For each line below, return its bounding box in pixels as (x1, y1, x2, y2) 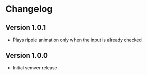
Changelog (5, 3, 53, 15)
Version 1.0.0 (5, 51, 48, 60)
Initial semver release (12, 64, 57, 71)
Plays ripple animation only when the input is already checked (12, 36, 142, 43)
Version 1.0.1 (5, 23, 46, 32)
